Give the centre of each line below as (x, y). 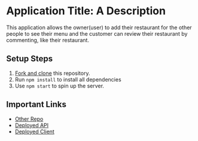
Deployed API (32, 125)
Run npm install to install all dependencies (68, 79)
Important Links (36, 104)
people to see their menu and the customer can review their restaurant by (97, 33)
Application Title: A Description (86, 11)
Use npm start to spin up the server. (60, 86)
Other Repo (29, 119)
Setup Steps (29, 59)
